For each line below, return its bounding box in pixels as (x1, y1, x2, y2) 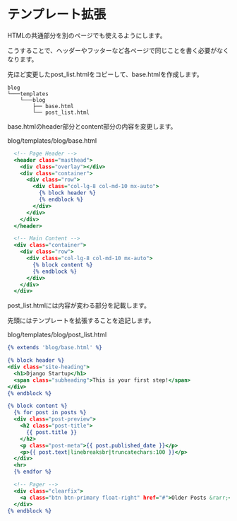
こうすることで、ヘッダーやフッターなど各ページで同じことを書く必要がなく (7, 46, 229, 54)
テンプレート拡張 (7, 6, 107, 23)
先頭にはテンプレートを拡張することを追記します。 (7, 316, 155, 325)
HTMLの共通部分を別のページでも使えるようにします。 (7, 31, 166, 40)
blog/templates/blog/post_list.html (7, 330, 107, 339)
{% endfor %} (13, 468, 52, 476)
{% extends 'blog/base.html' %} (7, 344, 102, 351)
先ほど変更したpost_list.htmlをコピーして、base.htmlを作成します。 (7, 70, 203, 78)
